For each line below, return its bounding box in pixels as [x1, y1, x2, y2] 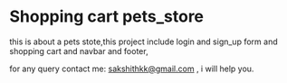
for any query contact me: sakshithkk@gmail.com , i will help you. [9, 63, 254, 74]
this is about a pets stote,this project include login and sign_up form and [9, 36, 278, 47]
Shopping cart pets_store [9, 6, 205, 27]
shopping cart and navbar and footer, [9, 45, 148, 56]
